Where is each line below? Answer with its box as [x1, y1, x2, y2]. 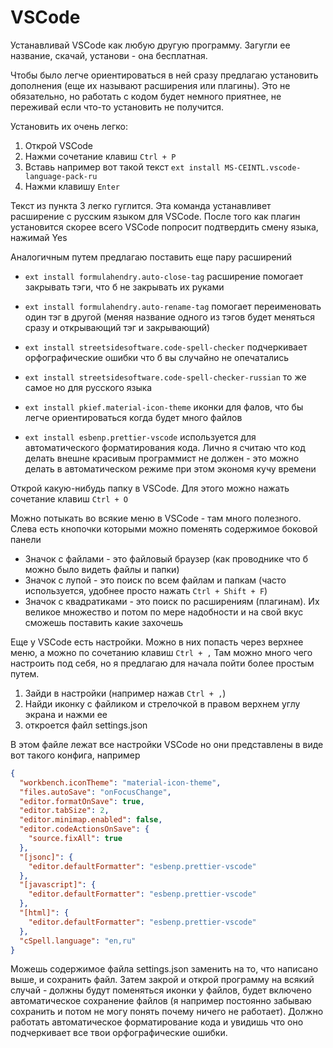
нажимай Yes [10, 231, 68, 243]
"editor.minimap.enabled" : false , [19, 815, 163, 825]
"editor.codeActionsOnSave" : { [19, 824, 150, 835]
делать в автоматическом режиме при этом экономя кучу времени [24, 462, 317, 475]
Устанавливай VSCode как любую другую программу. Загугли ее [10, 39, 291, 51]
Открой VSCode [24, 139, 94, 151]
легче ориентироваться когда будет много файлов [24, 411, 243, 423]
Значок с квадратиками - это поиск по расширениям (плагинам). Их [24, 595, 320, 607]
